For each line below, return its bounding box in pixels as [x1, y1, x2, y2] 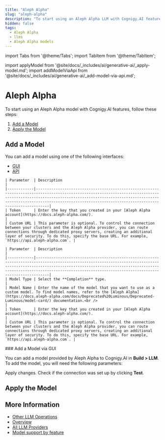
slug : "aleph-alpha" [5, 12, 48, 17]
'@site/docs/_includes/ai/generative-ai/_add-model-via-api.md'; [5, 72, 136, 79]
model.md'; [5, 67, 28, 73]
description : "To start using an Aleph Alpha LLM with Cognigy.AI [5, 16, 144, 21]
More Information [5, 401, 60, 409]
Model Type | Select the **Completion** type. [9, 276, 107, 282]
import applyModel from [5, 62, 55, 68]
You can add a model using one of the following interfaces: [5, 153, 124, 159]
